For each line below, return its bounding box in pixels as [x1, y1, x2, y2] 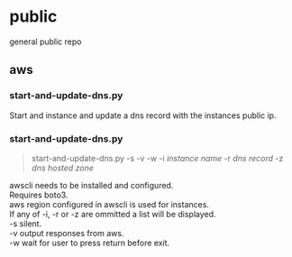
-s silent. [9, 218, 42, 229]
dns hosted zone [31, 162, 95, 173]
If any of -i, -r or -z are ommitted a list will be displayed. [9, 208, 216, 219]
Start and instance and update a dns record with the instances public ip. [9, 110, 277, 121]
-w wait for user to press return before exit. [9, 237, 170, 248]
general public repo [9, 36, 82, 47]
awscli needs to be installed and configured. [9, 179, 174, 190]
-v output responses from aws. [9, 227, 124, 238]
